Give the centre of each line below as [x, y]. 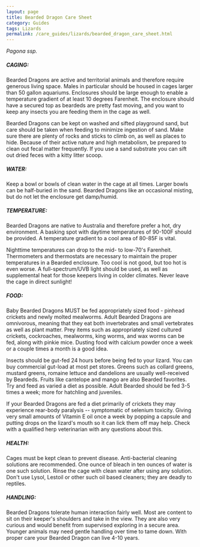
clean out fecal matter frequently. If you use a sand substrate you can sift [96, 149]
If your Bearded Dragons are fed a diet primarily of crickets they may [91, 404]
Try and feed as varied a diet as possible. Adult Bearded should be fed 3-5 [98, 386]
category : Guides [28, 23]
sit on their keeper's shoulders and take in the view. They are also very [93, 518]
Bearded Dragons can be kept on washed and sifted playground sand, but [97, 123]
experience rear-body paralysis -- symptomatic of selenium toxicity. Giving [99, 410]
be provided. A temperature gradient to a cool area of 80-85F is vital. [91, 238]
